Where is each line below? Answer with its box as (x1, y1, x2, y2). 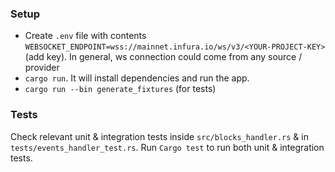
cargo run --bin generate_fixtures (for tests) (24, 83, 217, 95)
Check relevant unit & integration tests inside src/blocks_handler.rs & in (10, 130, 309, 142)
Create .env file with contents (24, 30, 147, 42)
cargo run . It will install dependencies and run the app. (24, 72, 250, 84)
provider (24, 62, 60, 74)
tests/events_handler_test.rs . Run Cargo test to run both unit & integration (10, 141, 325, 153)
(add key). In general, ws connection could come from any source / (24, 51, 303, 63)
